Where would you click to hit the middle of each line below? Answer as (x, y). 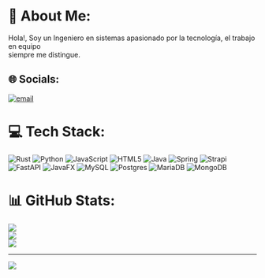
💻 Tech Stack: (57, 131)
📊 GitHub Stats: (62, 200)
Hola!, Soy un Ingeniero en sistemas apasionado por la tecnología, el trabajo (132, 38)
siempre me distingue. (44, 54)
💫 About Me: (50, 16)
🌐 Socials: (34, 79)
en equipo (24, 46)
